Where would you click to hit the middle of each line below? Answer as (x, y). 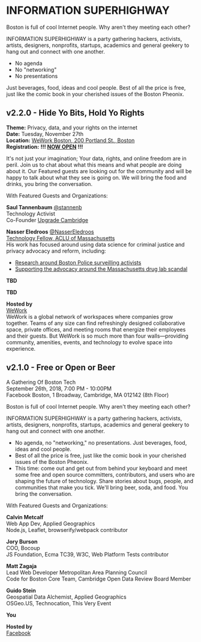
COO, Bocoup (23, 548)
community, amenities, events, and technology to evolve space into (89, 342)
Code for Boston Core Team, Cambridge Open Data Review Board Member (99, 579)
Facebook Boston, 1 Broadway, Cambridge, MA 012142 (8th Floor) (88, 395)
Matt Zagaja (22, 566)
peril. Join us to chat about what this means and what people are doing (94, 165)
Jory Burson (22, 542)
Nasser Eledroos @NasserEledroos (50, 232)
